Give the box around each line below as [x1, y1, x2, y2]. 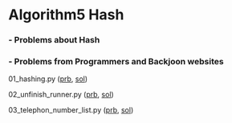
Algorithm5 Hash [8, 6, 124, 24]
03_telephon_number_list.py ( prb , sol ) [8, 105, 134, 115]
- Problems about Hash [8, 35, 100, 46]
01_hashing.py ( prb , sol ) [8, 74, 88, 84]
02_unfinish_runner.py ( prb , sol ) [8, 90, 114, 100]
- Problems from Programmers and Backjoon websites [8, 56, 224, 68]
